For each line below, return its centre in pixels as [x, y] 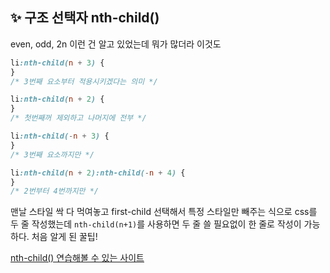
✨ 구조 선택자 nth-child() [85, 18]
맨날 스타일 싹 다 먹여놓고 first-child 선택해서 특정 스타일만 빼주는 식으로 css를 [164, 212]
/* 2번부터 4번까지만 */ [55, 191]
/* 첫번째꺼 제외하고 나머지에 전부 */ [78, 118]
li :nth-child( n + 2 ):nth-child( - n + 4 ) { [98, 173]
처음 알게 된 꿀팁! [64, 237]
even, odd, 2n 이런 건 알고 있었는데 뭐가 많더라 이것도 [116, 44]
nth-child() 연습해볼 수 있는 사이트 [77, 258]
